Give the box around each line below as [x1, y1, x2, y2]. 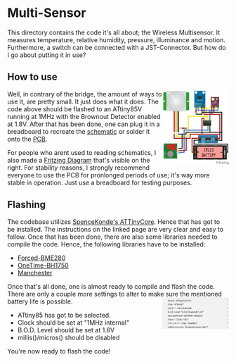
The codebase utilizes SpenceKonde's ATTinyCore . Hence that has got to [7, 217, 221, 226]
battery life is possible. [7, 297, 73, 306]
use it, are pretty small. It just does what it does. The [7, 97, 159, 106]
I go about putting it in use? [7, 51, 86, 59]
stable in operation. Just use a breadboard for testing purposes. [7, 178, 192, 187]
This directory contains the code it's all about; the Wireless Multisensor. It [7, 28, 221, 37]
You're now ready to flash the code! [7, 347, 111, 355]
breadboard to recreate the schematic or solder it [7, 127, 150, 135]
